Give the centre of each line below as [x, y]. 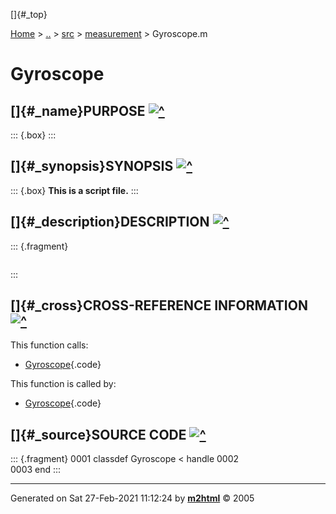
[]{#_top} [29, 14]
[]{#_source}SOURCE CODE [98, 434]
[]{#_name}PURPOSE [78, 110]
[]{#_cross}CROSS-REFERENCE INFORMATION [159, 305]
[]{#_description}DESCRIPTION [110, 222]
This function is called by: [63, 384]
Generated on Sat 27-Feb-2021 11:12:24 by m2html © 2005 [132, 498]
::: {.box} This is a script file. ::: [74, 190]
